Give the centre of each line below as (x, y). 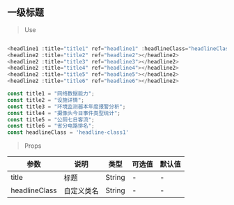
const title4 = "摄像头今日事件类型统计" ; (64, 113)
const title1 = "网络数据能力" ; (51, 94)
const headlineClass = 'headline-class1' (68, 132)
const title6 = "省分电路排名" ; (51, 126)
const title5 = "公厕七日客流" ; (51, 120)
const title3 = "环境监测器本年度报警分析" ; (67, 107)
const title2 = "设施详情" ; (46, 100)
